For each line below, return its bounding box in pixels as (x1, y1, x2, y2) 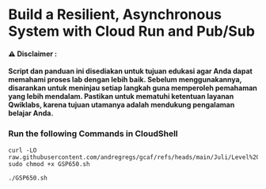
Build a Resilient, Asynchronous (8, 6, 222, 24)
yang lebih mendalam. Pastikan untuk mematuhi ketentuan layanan (8, 92, 234, 101)
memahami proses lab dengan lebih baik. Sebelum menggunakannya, (8, 75, 242, 85)
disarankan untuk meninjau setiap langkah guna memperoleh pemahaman (8, 83, 257, 93)
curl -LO (8, 146, 37, 154)
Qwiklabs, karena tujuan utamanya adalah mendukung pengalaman (8, 100, 235, 110)
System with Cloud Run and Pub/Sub (8, 22, 256, 40)
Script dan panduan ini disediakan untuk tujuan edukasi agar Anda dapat (8, 66, 253, 76)
